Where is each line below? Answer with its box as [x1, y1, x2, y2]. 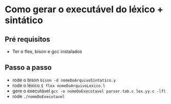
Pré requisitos [5, 35, 51, 44]
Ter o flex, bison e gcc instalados [12, 49, 82, 54]
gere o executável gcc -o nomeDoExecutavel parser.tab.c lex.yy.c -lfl [12, 88, 166, 94]
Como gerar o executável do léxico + [5, 4, 163, 15]
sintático [5, 14, 43, 26]
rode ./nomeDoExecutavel [12, 93, 65, 99]
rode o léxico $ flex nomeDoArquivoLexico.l [12, 82, 105, 88]
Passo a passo [5, 63, 52, 72]
